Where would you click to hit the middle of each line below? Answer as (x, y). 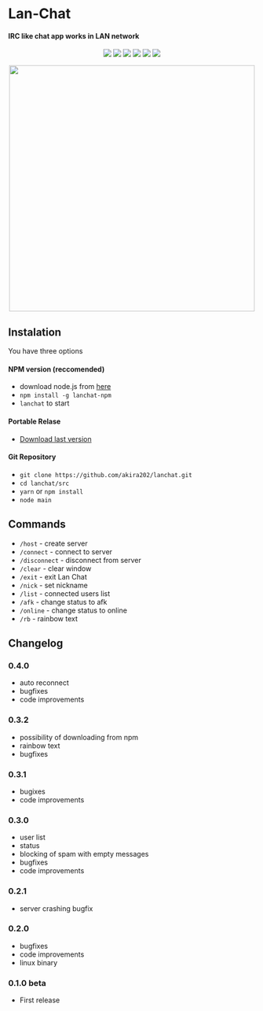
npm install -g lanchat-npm (65, 396)
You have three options (46, 351)
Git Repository (32, 457)
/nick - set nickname (53, 585)
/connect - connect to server (66, 551)
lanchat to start (44, 403)
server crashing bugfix (56, 908)
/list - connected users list (65, 593)
